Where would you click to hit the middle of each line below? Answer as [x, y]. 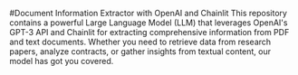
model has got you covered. [62, 61]
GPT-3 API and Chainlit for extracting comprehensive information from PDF [149, 32]
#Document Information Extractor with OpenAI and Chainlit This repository [149, 13]
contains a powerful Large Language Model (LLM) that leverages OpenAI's [149, 23]
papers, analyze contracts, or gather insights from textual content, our [140, 52]
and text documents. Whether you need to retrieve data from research [140, 42]
